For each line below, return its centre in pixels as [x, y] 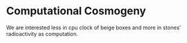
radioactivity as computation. [42, 33]
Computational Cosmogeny [76, 11]
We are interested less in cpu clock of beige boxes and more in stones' [94, 27]
